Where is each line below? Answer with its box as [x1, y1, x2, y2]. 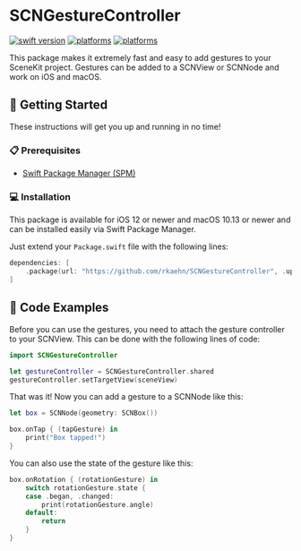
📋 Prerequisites [9, 144, 81, 157]
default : [25, 508, 58, 518]
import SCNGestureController [9, 350, 118, 359]
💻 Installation [9, 190, 72, 202]
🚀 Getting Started [9, 98, 108, 113]
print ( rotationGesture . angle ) [41, 500, 154, 509]
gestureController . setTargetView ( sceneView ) [9, 375, 178, 384]
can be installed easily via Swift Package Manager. [9, 224, 197, 235]
